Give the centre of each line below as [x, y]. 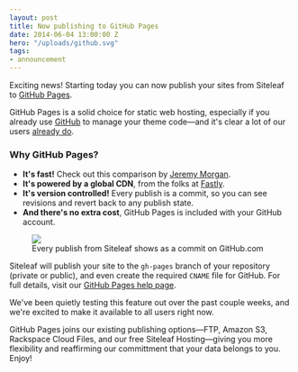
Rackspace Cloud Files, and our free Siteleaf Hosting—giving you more [141, 340]
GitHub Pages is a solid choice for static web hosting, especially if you [140, 112]
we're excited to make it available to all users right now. [112, 313]
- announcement [38, 59]
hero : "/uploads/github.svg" [64, 43]
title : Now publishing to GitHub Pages [84, 26]
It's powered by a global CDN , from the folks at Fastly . [123, 184]
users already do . [42, 131]
